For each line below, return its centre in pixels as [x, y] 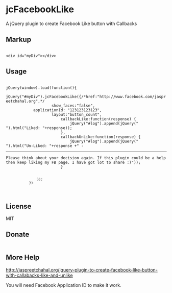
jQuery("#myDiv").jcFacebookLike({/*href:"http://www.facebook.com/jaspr [86, 96]
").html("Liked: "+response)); [39, 128]
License [19, 206]
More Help [23, 258]
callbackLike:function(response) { [99, 119]
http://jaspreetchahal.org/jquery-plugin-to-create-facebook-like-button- [82, 270]
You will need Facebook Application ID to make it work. [64, 285]
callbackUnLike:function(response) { [101, 137]
